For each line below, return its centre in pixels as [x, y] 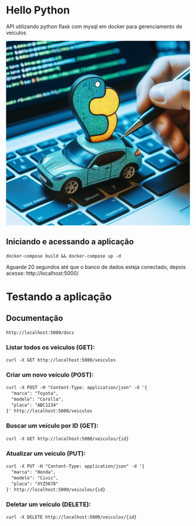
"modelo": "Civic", [35, 478]
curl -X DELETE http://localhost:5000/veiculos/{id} [71, 517]
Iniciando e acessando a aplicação [70, 242]
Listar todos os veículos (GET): [50, 347]
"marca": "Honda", [34, 472]
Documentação [34, 318]
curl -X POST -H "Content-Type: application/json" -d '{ [77, 388]
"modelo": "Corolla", [38, 399]
